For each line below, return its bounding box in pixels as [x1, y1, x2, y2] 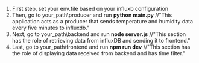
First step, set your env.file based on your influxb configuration [11, 5, 169, 12]
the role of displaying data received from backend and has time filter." [11, 50, 186, 56]
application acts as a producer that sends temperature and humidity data [11, 18, 194, 25]
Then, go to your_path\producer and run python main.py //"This [11, 11, 172, 19]
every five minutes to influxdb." [11, 24, 90, 31]
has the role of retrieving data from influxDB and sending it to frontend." [11, 37, 191, 44]
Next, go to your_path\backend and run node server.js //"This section [11, 31, 186, 38]
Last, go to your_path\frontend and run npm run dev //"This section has [11, 43, 191, 50]
